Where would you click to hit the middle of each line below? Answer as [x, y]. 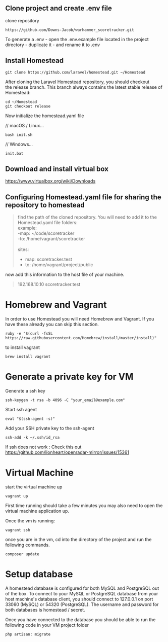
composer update [22, 554]
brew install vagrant [28, 357]
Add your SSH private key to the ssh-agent [50, 429]
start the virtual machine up [34, 487]
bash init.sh [19, 135]
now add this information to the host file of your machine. [65, 275]
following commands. [27, 545]
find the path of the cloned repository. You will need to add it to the [87, 217]
